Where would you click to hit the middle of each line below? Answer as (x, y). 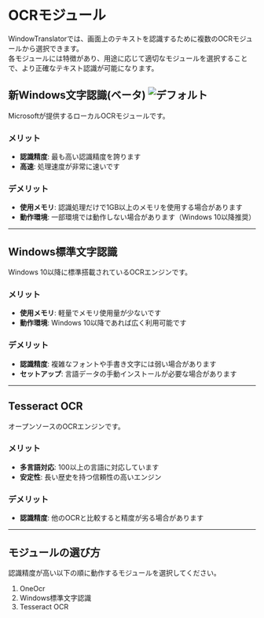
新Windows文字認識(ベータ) (77, 96)
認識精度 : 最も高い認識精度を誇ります (80, 156)
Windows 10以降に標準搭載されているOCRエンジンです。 (100, 272)
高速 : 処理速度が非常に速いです (70, 167)
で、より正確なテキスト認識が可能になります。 (83, 68)
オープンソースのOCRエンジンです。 (67, 426)
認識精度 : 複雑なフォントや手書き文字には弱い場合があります (118, 364)
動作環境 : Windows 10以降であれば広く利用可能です (103, 323)
